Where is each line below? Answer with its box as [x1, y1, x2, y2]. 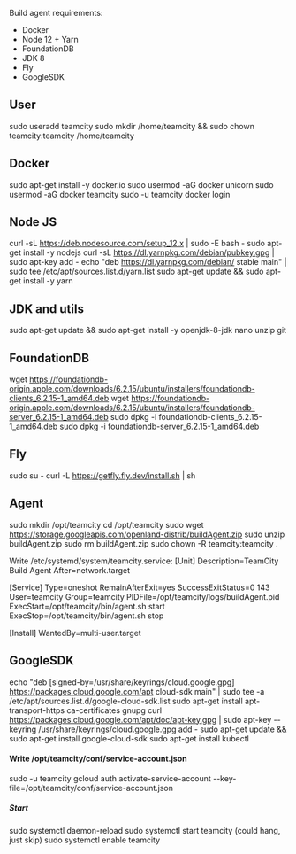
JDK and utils [9, 301, 84, 316]
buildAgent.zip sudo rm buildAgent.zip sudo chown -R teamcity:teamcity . [9, 538, 278, 548]
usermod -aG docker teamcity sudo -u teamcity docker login [9, 189, 231, 199]
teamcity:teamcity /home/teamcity [9, 130, 135, 141]
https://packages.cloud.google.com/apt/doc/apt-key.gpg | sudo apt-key [9, 714, 272, 725]
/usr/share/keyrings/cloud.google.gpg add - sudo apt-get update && [38, 724, 287, 734]
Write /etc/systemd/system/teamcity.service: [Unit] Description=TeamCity [9, 555, 279, 566]
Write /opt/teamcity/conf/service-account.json [9, 753, 187, 765]
